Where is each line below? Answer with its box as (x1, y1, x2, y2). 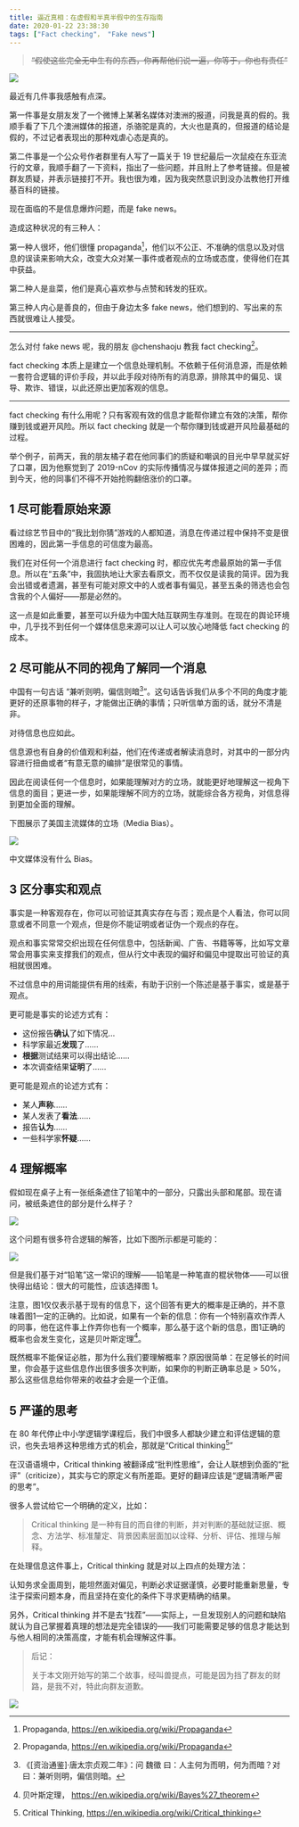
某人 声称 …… (21, 1099, 68, 1110)
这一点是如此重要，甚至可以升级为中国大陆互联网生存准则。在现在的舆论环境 (9, 609, 290, 620)
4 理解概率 (9, 1162, 68, 1177)
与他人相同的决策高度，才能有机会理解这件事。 (9, 1632, 181, 1642)
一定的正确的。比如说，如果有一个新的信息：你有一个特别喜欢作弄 (35, 1310, 278, 1321)
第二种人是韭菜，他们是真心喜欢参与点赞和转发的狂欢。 (9, 283, 212, 294)
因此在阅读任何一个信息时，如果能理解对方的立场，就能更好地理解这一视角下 (9, 776, 290, 787)
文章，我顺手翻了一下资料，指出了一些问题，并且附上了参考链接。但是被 (24, 162, 290, 173)
